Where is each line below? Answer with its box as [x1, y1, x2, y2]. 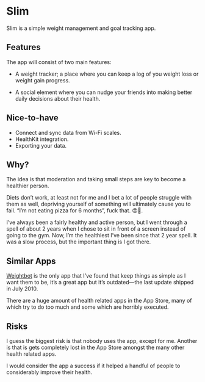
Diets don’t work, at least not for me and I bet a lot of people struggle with [6, 194, 192, 201]
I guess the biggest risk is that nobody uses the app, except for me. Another [6, 337, 198, 344]
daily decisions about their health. [15, 95, 101, 102]
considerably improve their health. [6, 369, 93, 376]
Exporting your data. [15, 142, 67, 149]
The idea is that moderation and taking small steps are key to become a [6, 176, 186, 183]
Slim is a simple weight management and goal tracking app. [6, 24, 156, 32]
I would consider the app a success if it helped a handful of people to [6, 362, 181, 369]
